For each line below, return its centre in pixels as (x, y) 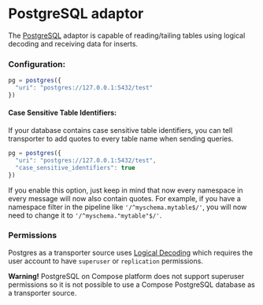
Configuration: (37, 64)
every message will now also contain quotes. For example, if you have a (125, 198)
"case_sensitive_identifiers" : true (75, 167)
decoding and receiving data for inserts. (73, 43)
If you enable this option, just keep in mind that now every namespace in (126, 190)
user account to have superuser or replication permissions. (106, 261)
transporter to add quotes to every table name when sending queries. (121, 139)
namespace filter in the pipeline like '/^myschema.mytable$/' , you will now (128, 207)
